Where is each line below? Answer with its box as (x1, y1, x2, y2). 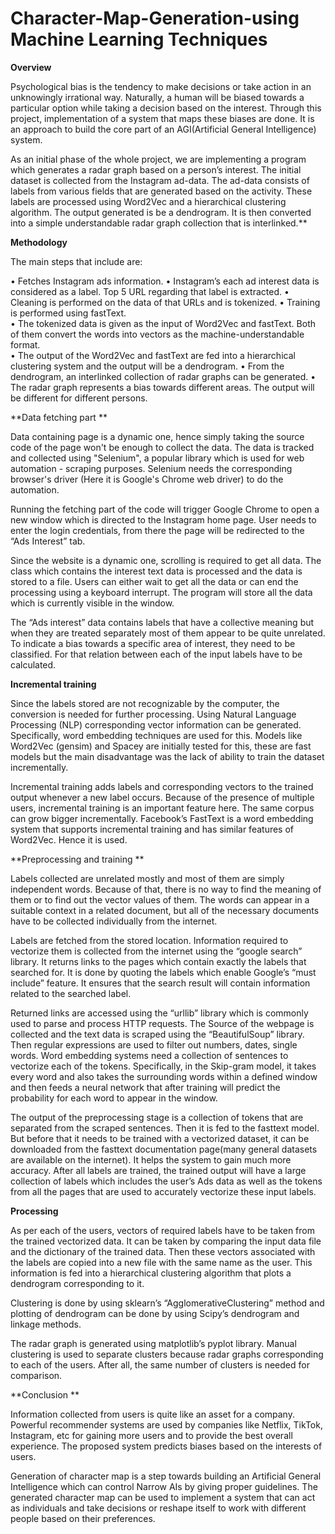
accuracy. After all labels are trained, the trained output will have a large (10, 1164, 307, 1176)
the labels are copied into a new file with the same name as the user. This (10, 1256, 313, 1268)
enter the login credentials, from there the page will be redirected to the (10, 524, 305, 536)
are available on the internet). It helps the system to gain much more (10, 1153, 292, 1166)
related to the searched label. (10, 987, 132, 999)
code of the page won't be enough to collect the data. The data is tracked (10, 441, 315, 453)
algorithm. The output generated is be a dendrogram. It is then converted (10, 206, 312, 218)
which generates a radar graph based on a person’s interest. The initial (10, 163, 302, 176)
